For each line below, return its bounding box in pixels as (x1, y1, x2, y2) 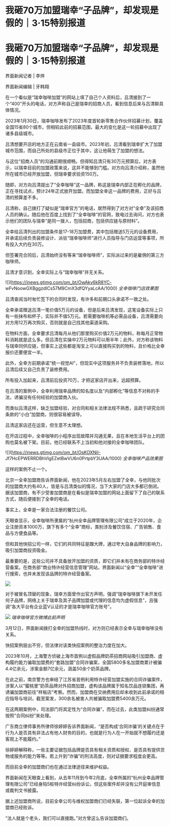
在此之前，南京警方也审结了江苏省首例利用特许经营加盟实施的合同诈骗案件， (5, 677, 165, 683)
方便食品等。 (14, 530, 41, 536)
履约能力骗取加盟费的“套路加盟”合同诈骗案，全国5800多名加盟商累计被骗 (9, 659, 162, 665)
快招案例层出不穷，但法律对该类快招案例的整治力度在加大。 (5, 642, 130, 649)
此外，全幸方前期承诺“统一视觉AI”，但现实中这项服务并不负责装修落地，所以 (5, 360, 164, 366)
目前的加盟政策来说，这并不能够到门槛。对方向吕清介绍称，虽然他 (27, 165, 165, 171)
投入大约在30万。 (9, 241, 47, 247)
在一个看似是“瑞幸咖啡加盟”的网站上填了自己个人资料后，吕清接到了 (5, 94, 147, 100)
